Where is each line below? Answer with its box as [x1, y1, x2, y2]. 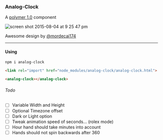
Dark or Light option [12, 113, 52, 119]
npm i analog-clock [5, 60, 45, 64]
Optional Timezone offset [12, 108, 63, 113]
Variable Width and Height [12, 102, 65, 108]
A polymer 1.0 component [5, 15, 57, 20]
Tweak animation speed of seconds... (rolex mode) [12, 119, 114, 124]
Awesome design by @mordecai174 [5, 33, 76, 39]
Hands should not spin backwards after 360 [12, 129, 100, 135]
